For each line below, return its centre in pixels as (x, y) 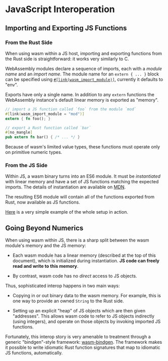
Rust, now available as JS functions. (43, 202)
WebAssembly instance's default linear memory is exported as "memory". (82, 100)
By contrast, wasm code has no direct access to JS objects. (75, 276)
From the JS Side (26, 166)
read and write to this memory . (45, 266)
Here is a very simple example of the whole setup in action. (67, 212)
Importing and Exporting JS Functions (66, 28)
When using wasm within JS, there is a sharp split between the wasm (77, 240)
